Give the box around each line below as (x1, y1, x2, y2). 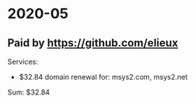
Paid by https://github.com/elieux (7, 36, 179, 50)
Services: (7, 57, 39, 66)
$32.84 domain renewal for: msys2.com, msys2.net (18, 72, 188, 81)
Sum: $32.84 (7, 87, 51, 97)
